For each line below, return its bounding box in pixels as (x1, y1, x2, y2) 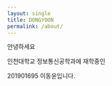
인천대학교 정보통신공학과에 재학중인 (7, 57, 106, 65)
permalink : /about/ (7, 23, 64, 30)
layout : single (7, 10, 51, 17)
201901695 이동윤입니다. (7, 72, 76, 80)
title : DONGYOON (7, 17, 54, 23)
